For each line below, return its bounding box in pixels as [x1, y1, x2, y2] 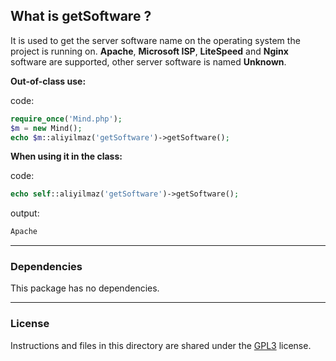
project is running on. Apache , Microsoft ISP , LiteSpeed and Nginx [10, 45, 289, 57]
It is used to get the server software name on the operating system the [10, 34, 301, 46]
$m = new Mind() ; [10, 123, 83, 133]
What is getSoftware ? [10, 8, 152, 25]
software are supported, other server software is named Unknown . [10, 55, 287, 68]
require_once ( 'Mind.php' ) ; [10, 114, 123, 124]
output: [10, 207, 40, 219]
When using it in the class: [10, 150, 123, 163]
